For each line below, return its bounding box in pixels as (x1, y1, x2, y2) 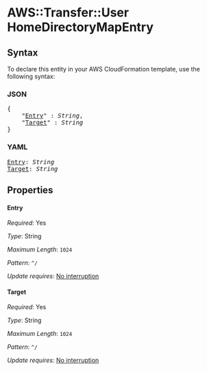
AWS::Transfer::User (7, 5, 129, 21)
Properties (7, 184, 53, 196)
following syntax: (7, 72, 56, 80)
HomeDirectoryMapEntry (7, 19, 154, 35)
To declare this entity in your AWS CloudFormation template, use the (7, 65, 200, 73)
